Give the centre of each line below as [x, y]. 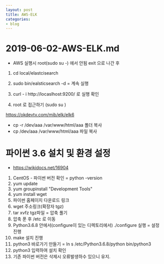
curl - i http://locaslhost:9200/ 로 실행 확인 [56, 94]
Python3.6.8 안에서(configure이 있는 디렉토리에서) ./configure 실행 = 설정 [86, 225]
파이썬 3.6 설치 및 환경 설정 [58, 154]
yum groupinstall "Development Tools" [53, 189]
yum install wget [30, 194]
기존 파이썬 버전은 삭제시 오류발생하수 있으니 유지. [61, 256]
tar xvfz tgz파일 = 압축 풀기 [40, 213]
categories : [18, 19]
